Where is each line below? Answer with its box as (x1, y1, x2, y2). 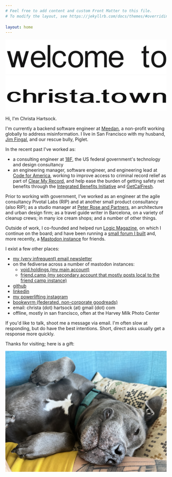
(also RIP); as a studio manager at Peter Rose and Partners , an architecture (5, 204, 163, 210)
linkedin (12, 288, 30, 294)
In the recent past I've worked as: (5, 146, 76, 152)
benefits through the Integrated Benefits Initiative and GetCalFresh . (12, 183, 155, 189)
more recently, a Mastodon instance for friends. (5, 235, 106, 242)
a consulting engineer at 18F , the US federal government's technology (12, 156, 161, 162)
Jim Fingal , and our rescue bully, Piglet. (5, 136, 89, 142)
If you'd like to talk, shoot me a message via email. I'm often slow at (5, 320, 148, 326)
